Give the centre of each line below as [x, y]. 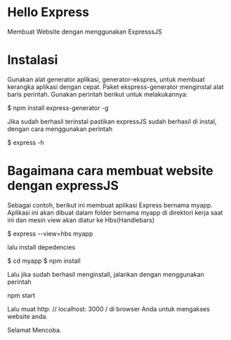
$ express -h [26, 142]
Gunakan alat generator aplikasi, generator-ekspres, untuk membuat [106, 79]
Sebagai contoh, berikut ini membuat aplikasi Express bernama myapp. [110, 205]
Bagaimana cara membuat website [111, 171]
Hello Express [48, 12]
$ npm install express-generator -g [58, 108]
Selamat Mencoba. [34, 329]
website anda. [27, 316]
